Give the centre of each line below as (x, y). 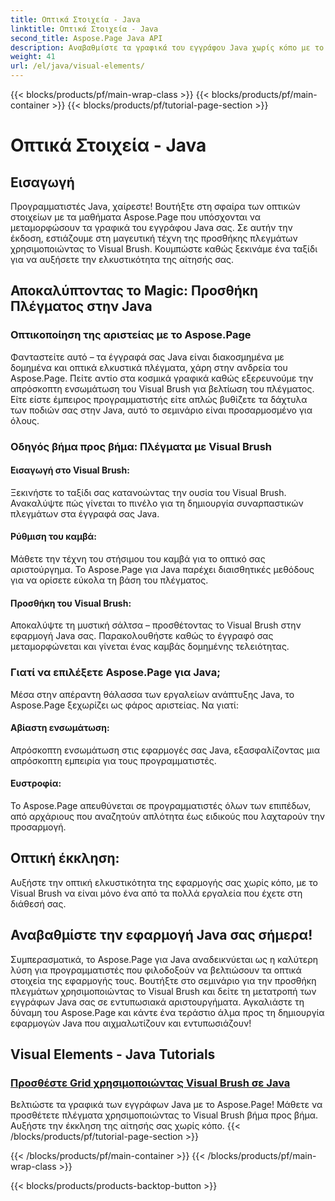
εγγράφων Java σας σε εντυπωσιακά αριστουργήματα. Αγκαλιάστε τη (157, 1002)
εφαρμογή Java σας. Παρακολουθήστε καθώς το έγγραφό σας (142, 636)
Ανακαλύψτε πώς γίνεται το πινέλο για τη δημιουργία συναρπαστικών (157, 503)
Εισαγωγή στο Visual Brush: (70, 470)
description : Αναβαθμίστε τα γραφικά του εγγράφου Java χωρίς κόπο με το (167, 47)
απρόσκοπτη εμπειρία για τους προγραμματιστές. (113, 760)
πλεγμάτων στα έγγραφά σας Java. (85, 513)
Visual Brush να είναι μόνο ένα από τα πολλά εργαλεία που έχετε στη (156, 893)
